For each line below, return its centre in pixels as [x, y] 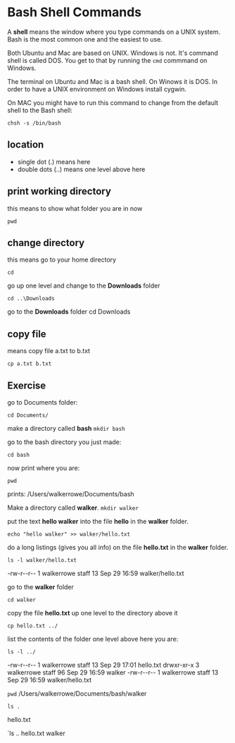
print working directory [59, 191]
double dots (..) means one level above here [81, 169]
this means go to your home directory [62, 260]
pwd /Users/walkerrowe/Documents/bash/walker [77, 694]
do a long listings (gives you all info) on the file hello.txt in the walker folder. [118, 547]
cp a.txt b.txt [30, 364]
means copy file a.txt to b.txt [49, 351]
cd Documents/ [28, 415]
